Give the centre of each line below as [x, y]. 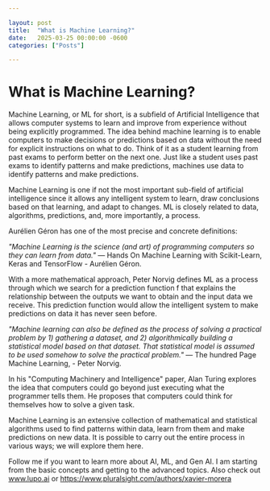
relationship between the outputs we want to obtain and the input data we [131, 297]
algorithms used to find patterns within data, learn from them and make [127, 429]
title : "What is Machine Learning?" [72, 30]
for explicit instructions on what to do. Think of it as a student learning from [133, 149]
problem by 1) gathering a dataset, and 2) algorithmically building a [121, 338]
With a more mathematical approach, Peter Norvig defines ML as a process [133, 279]
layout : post [30, 23]
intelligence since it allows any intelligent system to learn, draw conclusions [134, 199]
